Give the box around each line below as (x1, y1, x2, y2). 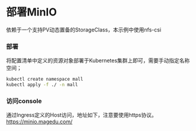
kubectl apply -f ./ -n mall (6, 82, 78, 88)
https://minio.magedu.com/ (6, 118, 73, 125)
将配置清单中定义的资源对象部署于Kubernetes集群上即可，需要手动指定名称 (6, 57, 190, 64)
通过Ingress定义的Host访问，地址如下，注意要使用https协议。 (6, 111, 157, 119)
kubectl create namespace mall (6, 76, 83, 82)
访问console (6, 97, 42, 105)
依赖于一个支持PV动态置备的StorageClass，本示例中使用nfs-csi (6, 26, 162, 33)
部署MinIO (6, 5, 57, 19)
